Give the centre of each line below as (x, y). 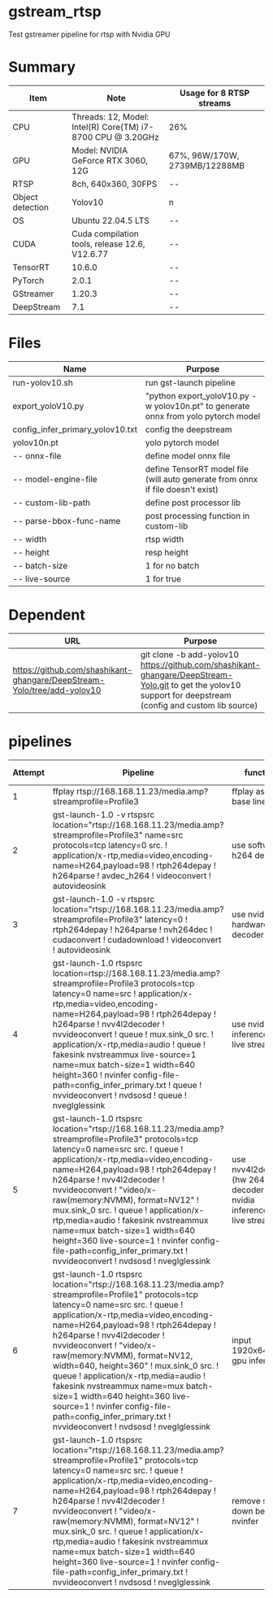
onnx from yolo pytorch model (203, 416)
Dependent (47, 615)
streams (215, 102)
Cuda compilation (106, 233)
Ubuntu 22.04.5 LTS (110, 220)
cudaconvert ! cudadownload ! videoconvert (137, 939)
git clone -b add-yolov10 (190, 655)
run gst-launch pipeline (190, 382)
